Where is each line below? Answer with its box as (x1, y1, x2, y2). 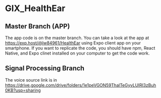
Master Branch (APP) (5, 22, 70, 30)
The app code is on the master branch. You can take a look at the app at (5, 35, 149, 41)
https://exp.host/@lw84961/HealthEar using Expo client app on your (5, 40, 141, 46)
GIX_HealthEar (5, 3, 65, 14)
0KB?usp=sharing (5, 87, 41, 93)
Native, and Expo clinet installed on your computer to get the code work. (5, 50, 150, 56)
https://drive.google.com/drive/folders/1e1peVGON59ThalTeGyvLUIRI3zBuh (5, 82, 156, 88)
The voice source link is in (5, 77, 57, 83)
